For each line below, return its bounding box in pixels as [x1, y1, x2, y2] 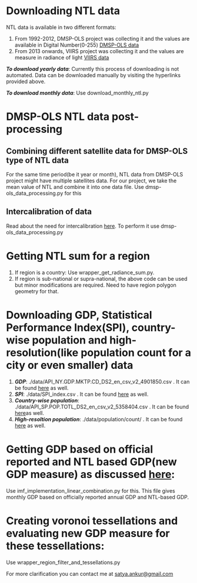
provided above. [6, 78, 46, 85]
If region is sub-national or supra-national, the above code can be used [14, 275, 188, 282]
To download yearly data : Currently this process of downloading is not [6, 65, 179, 72]
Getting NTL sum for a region [6, 249, 150, 263]
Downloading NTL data [6, 4, 121, 18]
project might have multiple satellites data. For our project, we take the [6, 177, 177, 184]
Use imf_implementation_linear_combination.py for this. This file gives [6, 487, 175, 494]
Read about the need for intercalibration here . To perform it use [6, 222, 160, 230]
